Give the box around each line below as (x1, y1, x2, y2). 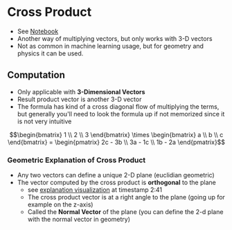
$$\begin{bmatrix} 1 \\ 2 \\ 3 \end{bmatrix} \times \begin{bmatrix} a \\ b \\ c (9, 130, 224, 139)
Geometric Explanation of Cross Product (7, 155, 146, 165)
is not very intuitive (17, 117, 72, 125)
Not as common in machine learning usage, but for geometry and (17, 42, 204, 50)
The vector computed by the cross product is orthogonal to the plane (17, 178, 216, 187)
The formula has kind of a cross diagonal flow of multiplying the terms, (17, 102, 220, 111)
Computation (7, 69, 66, 81)
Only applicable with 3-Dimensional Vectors (17, 87, 145, 96)
